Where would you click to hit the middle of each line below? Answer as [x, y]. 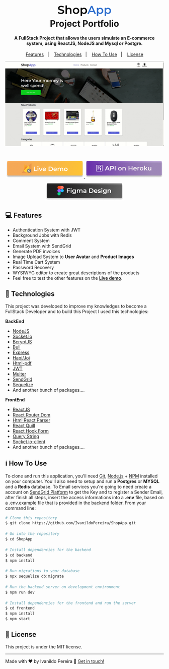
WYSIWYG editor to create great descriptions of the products [76, 273]
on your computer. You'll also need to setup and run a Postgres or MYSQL [82, 481]
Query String [26, 436]
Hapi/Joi [21, 357]
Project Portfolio [84, 24]
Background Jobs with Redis [42, 235]
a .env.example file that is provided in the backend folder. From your [76, 503]
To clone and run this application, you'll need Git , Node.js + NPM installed [81, 476]
